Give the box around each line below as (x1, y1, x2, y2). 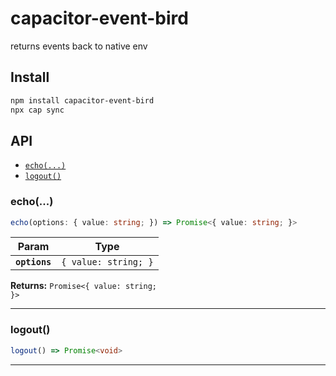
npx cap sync (10, 105, 65, 115)
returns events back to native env (10, 40, 148, 52)
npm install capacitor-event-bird (10, 95, 155, 106)
